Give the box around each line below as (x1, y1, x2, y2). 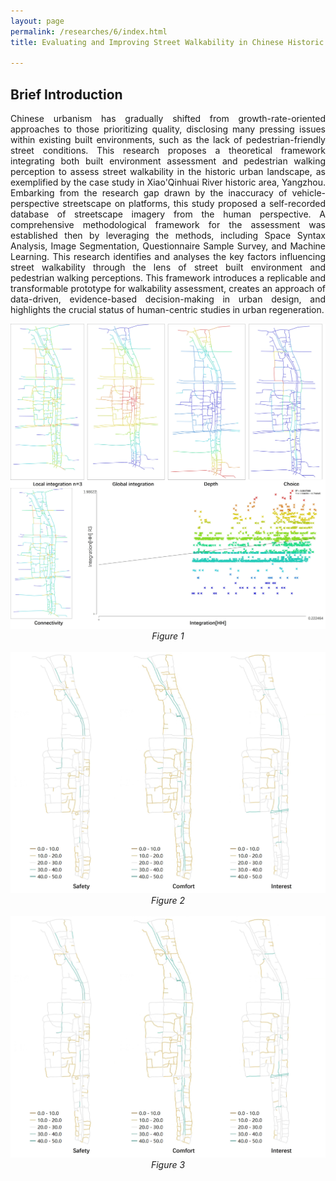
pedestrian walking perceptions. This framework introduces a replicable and (10, 272, 326, 284)
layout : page (10, 16, 65, 26)
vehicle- (291, 187, 326, 199)
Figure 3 (150, 1159, 186, 1171)
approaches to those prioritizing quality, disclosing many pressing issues (10, 123, 326, 135)
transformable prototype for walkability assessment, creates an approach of (10, 283, 326, 295)
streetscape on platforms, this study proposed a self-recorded (62, 198, 326, 210)
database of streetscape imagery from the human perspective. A (10, 208, 326, 220)
